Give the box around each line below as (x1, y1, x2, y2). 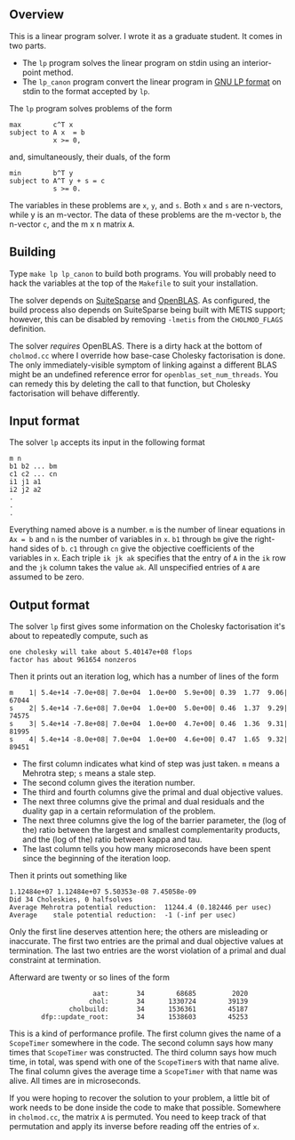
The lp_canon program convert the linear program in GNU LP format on (21, 76, 282, 87)
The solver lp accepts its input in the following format (9, 437, 206, 448)
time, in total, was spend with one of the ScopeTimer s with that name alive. (9, 1056, 280, 1067)
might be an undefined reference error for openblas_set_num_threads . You (9, 368, 278, 379)
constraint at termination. (9, 955, 101, 966)
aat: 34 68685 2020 (92, 990, 249, 999)
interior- (242, 57, 273, 68)
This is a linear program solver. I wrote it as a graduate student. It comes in (9, 30, 283, 41)
